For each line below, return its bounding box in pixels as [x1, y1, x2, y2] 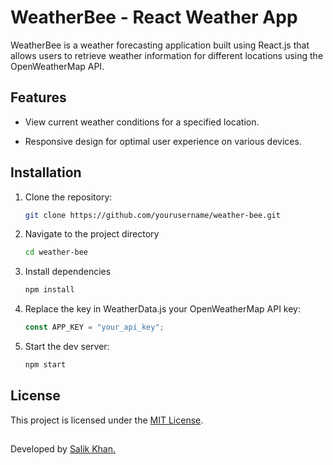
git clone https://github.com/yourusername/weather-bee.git [24, 210, 281, 220]
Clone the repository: [24, 191, 113, 203]
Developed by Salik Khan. [10, 443, 116, 455]
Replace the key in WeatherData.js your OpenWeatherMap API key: [24, 303, 301, 315]
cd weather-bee [24, 247, 89, 258]
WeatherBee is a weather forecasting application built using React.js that [10, 39, 310, 51]
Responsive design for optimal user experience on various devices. [24, 135, 302, 147]
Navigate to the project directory [24, 228, 160, 240]
